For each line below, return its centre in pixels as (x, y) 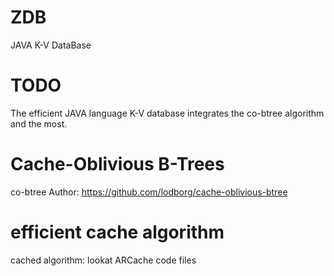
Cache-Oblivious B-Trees (117, 164)
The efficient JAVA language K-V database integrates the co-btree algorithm (167, 113)
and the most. (39, 123)
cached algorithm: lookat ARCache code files (103, 260)
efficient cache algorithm (117, 232)
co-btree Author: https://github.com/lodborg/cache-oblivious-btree (149, 192)
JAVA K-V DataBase (51, 45)
